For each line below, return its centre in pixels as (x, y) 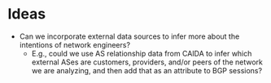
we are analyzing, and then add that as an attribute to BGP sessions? (146, 70)
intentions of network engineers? (75, 44)
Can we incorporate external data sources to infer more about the (129, 36)
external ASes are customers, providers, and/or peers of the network (147, 62)
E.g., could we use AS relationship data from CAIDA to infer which (142, 53)
